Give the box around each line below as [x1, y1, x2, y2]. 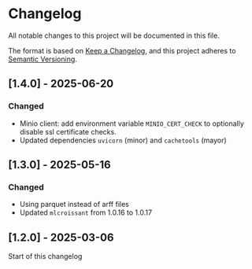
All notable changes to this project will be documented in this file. [8, 31, 220, 40]
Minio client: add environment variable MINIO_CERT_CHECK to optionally [19, 119, 244, 128]
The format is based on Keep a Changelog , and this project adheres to [8, 46, 236, 55]
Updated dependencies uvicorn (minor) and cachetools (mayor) [19, 135, 227, 145]
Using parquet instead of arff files [19, 200, 130, 209]
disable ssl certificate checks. [19, 127, 117, 136]
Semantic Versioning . [8, 54, 77, 64]
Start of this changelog [8, 252, 83, 261]
